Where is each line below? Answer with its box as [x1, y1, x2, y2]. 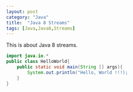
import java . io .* [6, 53, 49, 59]
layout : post [6, 8, 38, 15]
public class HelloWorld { [6, 59, 70, 65]
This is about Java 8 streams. [6, 42, 78, 49]
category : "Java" [6, 14, 49, 20]
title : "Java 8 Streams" [6, 20, 70, 26]
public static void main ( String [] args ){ [17, 64, 123, 70]
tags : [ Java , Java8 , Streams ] [6, 25, 76, 31]
